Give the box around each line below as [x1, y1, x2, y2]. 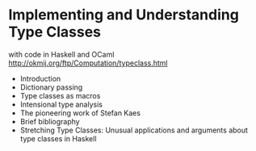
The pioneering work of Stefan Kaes [19, 107, 141, 118]
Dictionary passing [19, 82, 83, 92]
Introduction [19, 73, 61, 83]
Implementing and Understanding [8, 6, 240, 24]
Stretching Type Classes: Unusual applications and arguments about [19, 125, 249, 135]
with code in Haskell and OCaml [8, 49, 115, 59]
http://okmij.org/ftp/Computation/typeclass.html [8, 58, 168, 68]
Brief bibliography [19, 116, 80, 126]
